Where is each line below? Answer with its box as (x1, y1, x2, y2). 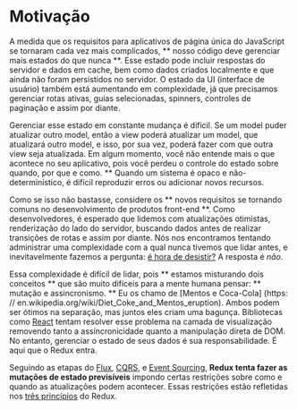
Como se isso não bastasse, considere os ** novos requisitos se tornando (9, 194, 283, 205)
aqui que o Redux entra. (9, 345, 98, 355)
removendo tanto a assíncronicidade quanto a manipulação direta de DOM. (9, 325, 286, 337)
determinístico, (9, 176, 64, 187)
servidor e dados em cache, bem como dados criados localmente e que (9, 64, 275, 75)
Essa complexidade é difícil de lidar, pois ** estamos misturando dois (9, 269, 264, 279)
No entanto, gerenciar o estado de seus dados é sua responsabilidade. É (9, 335, 277, 346)
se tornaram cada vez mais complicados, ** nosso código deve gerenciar (9, 45, 280, 56)
